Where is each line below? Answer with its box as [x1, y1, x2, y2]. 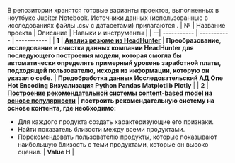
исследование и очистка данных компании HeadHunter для [7, 44, 194, 52]
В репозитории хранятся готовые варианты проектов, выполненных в [7, 6, 219, 14]
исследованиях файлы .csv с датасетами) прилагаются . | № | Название [7, 21, 226, 29]
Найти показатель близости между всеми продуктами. [17, 125, 185, 133]
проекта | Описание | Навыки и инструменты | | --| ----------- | [7, 28, 198, 37]
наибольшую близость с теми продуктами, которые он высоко [17, 140, 209, 148]
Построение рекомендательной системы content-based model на [7, 89, 213, 97]
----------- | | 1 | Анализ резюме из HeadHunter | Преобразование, [15, 36, 222, 45]
